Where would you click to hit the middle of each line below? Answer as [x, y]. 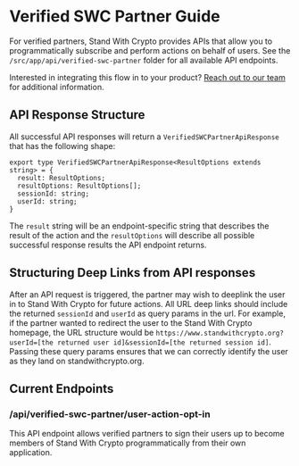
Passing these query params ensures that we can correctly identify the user [149, 351]
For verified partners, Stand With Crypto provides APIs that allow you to [141, 41]
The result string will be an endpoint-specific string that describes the [139, 226]
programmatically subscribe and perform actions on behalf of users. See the [150, 50]
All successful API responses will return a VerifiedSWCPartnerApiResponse [144, 137]
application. [31, 453]
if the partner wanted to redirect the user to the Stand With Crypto [131, 322]
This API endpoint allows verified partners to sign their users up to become [147, 434]
